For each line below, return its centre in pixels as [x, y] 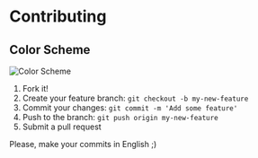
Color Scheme [50, 50]
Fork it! [36, 88]
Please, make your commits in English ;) [83, 144]
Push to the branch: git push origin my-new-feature [120, 117]
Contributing [58, 17]
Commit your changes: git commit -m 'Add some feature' [130, 108]
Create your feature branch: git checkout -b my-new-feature [135, 98]
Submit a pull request [62, 127]
